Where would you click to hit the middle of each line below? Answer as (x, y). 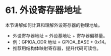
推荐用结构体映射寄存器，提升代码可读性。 (57, 48)
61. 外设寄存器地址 (43, 10)
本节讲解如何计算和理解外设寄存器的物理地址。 (54, 25)
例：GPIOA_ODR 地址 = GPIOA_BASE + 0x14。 (61, 42)
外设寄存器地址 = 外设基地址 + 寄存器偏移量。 (60, 35)
